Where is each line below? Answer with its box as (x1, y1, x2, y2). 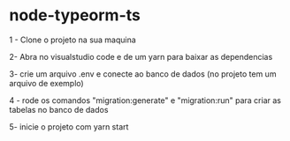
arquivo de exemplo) (9, 78, 84, 88)
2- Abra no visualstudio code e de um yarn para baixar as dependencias (9, 51, 273, 62)
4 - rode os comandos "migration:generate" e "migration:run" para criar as (9, 94, 281, 106)
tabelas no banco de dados (9, 104, 109, 115)
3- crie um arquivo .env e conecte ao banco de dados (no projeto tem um (9, 68, 277, 79)
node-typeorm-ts (9, 5, 141, 26)
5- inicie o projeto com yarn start (9, 121, 129, 132)
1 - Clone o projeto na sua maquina (9, 34, 137, 45)
